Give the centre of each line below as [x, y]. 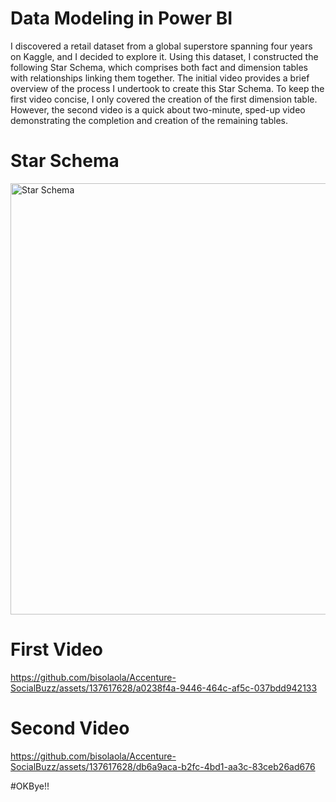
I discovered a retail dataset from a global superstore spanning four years [161, 46]
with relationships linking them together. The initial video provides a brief [160, 78]
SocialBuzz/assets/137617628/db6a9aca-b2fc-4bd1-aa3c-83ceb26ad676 [163, 766]
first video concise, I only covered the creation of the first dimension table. [164, 99]
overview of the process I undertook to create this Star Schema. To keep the [167, 88]
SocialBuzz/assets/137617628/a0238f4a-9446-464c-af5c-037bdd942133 [164, 688]
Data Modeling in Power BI [121, 18]
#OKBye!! [30, 786]
